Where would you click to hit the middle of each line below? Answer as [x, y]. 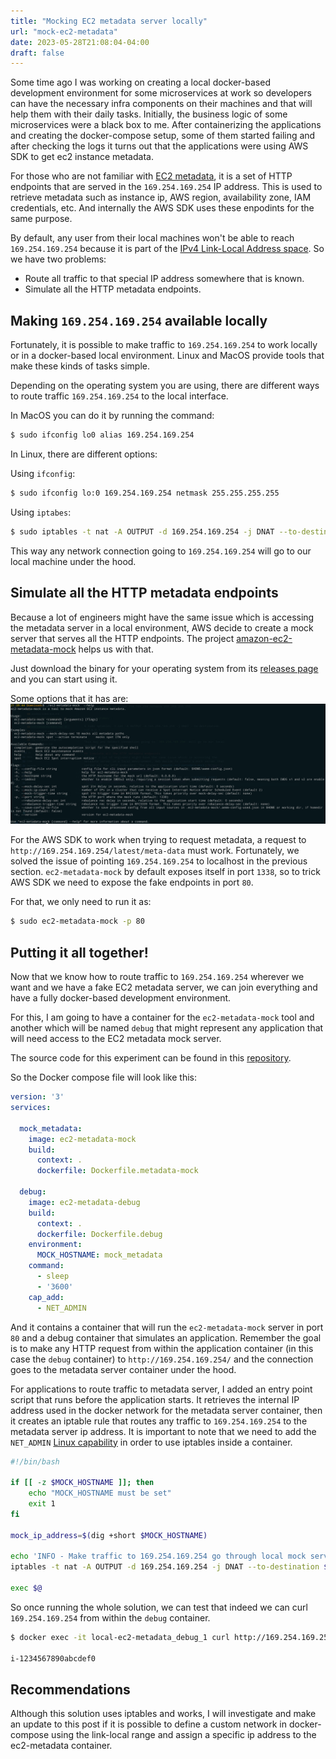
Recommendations [70, 1689]
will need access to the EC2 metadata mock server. [116, 1039]
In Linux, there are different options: [84, 454]
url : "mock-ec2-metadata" [64, 31]
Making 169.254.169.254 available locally [139, 320]
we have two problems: [58, 259]
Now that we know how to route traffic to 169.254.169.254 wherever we [157, 977]
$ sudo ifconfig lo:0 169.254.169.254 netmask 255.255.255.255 [145, 493]
